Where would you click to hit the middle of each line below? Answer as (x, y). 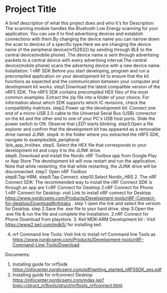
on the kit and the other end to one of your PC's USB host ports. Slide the (80, 118)
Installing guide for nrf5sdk (40, 264)
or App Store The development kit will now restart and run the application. (81, 161)
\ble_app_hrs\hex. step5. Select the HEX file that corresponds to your (76, 145)
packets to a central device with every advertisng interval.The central (76, 60)
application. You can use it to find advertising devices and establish (74, 33)
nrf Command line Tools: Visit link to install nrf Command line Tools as (84, 234)
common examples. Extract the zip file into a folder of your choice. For (77, 97)
